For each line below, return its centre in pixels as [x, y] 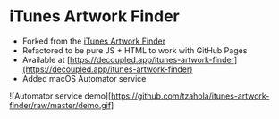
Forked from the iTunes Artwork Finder [94, 41]
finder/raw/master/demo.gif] [62, 105]
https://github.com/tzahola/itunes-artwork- [190, 96]
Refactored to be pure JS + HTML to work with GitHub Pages [135, 50]
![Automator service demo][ [60, 96]
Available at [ [46, 59]
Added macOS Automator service [84, 78]
